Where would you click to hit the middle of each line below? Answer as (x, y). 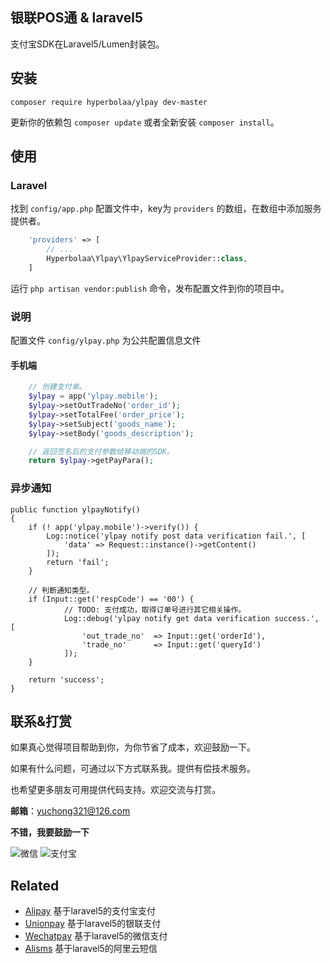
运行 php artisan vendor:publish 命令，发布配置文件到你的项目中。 (150, 288)
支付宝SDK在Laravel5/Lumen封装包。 (87, 44)
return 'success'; (66, 679)
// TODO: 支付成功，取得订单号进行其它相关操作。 (155, 609)
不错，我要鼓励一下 (50, 832)
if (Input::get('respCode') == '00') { (111, 599)
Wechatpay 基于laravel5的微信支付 (96, 936)
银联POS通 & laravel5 (77, 18)
